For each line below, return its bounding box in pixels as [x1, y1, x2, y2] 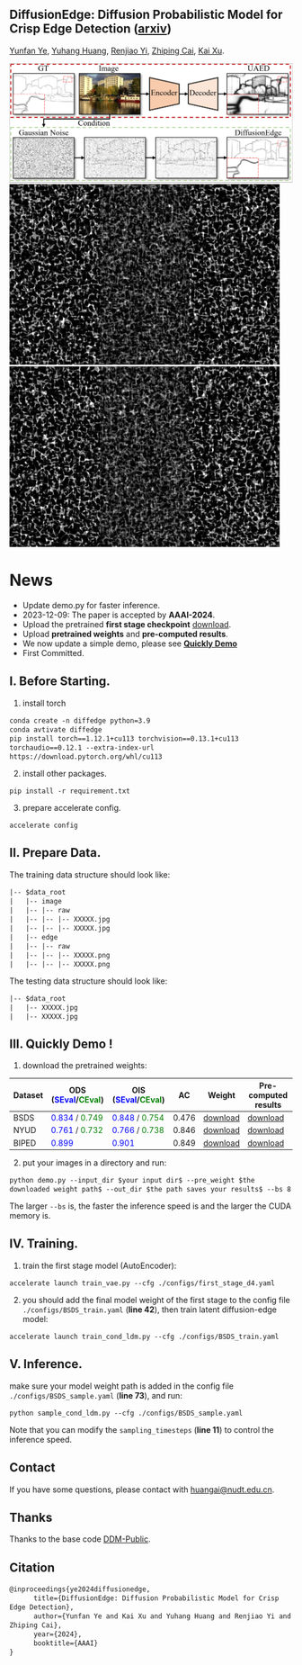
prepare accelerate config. [22, 802, 121, 813]
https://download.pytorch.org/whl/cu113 [9, 751, 164, 761]
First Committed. [22, 647, 84, 658]
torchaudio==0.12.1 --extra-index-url [9, 742, 155, 752]
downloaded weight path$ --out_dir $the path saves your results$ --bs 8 [9, 1185, 292, 1194]
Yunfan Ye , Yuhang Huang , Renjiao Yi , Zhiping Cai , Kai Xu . [9, 45, 225, 56]
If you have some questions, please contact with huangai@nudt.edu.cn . [9, 1484, 275, 1495]
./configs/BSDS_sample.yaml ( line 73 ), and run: [9, 1390, 182, 1400]
